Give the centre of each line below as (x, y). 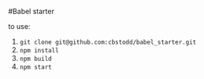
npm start (36, 67)
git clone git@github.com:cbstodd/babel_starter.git (108, 42)
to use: (19, 26)
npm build (36, 59)
